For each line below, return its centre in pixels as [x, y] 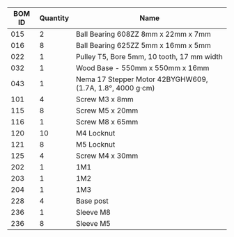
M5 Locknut [95, 144]
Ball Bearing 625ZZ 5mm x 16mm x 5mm [143, 46]
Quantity [54, 18]
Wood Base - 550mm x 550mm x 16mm [142, 68]
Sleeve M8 [93, 212]
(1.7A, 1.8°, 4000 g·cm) [115, 88]
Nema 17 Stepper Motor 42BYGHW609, [142, 79]
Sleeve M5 [93, 223]
